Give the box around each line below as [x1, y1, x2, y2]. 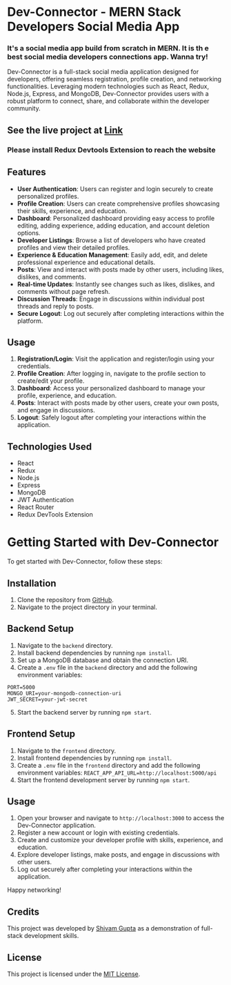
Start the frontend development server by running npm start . [17, 775, 190, 784]
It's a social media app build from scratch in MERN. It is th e [7, 43, 209, 53]
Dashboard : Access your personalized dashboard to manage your [17, 384, 205, 392]
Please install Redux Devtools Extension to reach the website [7, 145, 216, 155]
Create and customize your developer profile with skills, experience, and [17, 836, 223, 844]
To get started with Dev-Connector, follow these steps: [7, 557, 163, 566]
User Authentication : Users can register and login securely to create [17, 184, 214, 193]
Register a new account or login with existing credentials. [17, 828, 180, 837]
